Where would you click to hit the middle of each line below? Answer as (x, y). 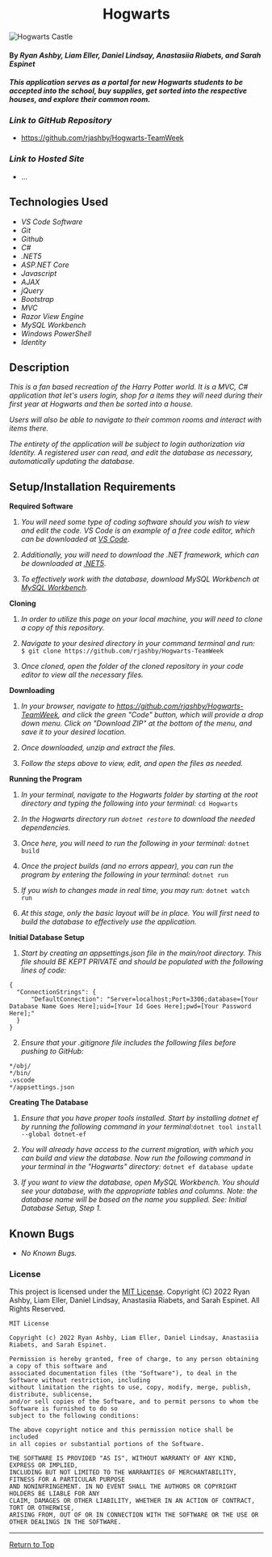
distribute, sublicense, (51, 1395)
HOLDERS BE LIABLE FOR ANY (54, 1494)
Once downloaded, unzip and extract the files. (98, 748)
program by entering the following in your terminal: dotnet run (125, 874)
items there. (29, 428)
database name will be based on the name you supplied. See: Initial (134, 1200)
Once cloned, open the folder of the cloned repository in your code (132, 666)
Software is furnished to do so (63, 1409)
